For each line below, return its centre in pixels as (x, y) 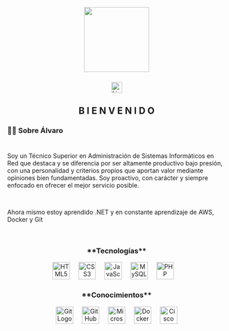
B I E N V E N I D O (117, 111)
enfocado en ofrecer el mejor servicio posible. (73, 186)
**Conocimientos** (117, 295)
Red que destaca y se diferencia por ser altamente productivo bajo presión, (115, 163)
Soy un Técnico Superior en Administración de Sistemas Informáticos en (111, 156)
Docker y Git (25, 220)
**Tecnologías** (117, 251)
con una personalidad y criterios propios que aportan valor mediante (105, 171)
